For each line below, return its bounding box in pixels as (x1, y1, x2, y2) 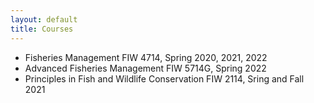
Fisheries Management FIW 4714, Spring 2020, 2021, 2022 (24, 51, 268, 63)
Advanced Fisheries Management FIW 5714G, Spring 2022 (24, 62, 267, 74)
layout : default (10, 14, 78, 25)
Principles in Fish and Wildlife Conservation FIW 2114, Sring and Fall (24, 72, 305, 85)
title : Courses (10, 24, 74, 34)
